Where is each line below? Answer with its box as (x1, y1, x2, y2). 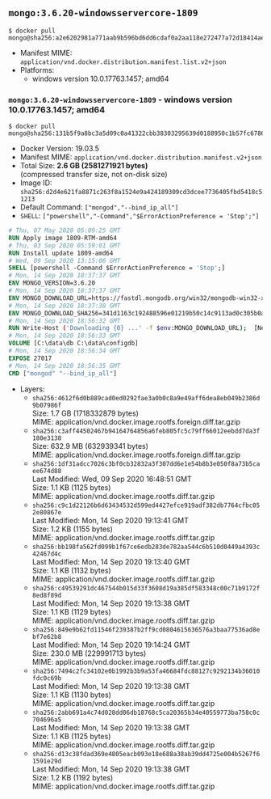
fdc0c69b (31, 674, 62, 683)
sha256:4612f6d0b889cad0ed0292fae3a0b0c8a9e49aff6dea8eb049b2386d (31, 394, 261, 402)
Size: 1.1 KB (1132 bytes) (31, 565, 111, 575)
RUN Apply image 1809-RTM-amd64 (8, 234, 117, 242)
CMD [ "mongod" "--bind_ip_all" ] (8, 369, 117, 378)
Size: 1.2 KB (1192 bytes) (31, 772, 114, 782)
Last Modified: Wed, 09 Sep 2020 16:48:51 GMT (31, 474, 192, 484)
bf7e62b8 (31, 632, 62, 640)
